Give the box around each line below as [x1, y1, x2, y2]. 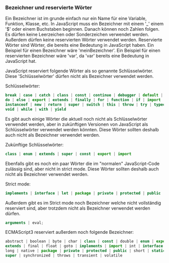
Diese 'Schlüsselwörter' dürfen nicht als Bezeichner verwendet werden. [5, 73, 154, 79]
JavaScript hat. [5, 58, 37, 64]
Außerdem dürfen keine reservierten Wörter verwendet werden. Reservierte [5, 37, 162, 43]
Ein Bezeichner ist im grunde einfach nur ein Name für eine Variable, [5, 16, 147, 22]
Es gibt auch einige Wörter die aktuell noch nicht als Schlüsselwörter [5, 116, 147, 122]
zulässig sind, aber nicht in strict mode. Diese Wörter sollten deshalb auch [5, 165, 159, 172]
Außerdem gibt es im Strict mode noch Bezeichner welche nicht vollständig [5, 200, 161, 206]
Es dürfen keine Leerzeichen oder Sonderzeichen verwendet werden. [5, 32, 149, 38]
